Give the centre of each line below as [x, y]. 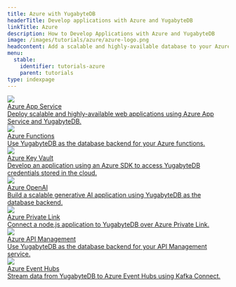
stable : [25, 60]
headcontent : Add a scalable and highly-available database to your [110, 47]
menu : [15, 54]
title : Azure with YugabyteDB [52, 14]
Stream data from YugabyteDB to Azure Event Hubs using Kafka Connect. [114, 276]
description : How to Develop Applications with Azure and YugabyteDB [111, 33]
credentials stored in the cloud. [52, 173]
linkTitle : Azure [33, 27]
